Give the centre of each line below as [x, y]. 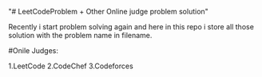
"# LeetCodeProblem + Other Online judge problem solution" [109, 12]
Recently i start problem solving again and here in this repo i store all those [131, 27]
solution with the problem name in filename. [80, 35]
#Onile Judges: [33, 50]
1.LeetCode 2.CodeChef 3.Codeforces [71, 66]
